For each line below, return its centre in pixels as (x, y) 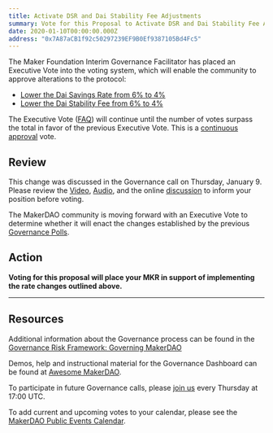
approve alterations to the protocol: (67, 79)
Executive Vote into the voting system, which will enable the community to (132, 71)
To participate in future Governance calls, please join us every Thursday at (133, 387)
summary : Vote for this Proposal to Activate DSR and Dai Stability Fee (134, 24)
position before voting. (46, 199)
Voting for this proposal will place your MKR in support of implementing (132, 277)
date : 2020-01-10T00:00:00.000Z (63, 31)
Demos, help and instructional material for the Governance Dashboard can (133, 363)
